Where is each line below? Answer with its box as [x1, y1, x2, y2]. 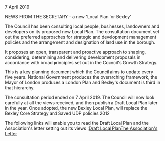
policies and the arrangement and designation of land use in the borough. [5, 39, 155, 45]
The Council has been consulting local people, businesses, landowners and [5, 23, 160, 29]
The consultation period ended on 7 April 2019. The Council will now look [5, 94, 155, 100]
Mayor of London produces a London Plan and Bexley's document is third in [5, 79, 160, 85]
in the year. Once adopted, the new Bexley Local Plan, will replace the [5, 105, 148, 111]
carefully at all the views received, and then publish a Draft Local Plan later [5, 100, 158, 106]
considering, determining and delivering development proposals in [5, 54, 141, 60]
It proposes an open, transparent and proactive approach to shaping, [5, 49, 146, 55]
